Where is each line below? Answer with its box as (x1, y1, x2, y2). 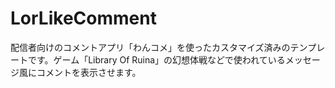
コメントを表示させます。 (36, 66, 142, 78)
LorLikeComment (10, 7, 157, 30)
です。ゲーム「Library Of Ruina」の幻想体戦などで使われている (27, 53, 286, 66)
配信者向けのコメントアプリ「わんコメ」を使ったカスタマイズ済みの (10, 41, 291, 53)
